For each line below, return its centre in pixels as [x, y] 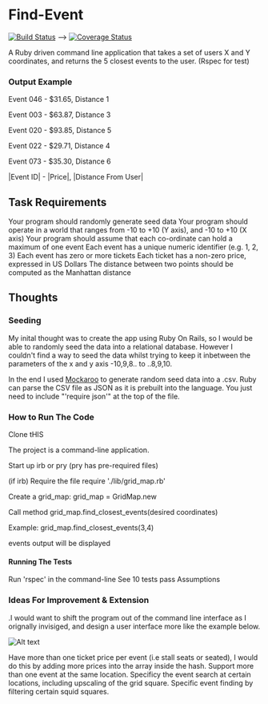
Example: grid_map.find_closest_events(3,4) [81, 528]
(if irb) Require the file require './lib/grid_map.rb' [87, 481]
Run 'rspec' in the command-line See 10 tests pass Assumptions [114, 580]
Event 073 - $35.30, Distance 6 [60, 161]
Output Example [40, 82]
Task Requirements [58, 202]
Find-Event [46, 15]
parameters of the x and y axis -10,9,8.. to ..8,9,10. [90, 363]
